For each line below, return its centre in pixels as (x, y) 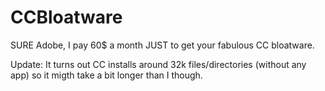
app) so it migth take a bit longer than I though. (106, 75)
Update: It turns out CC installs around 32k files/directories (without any (158, 64)
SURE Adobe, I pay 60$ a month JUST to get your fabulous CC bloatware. (162, 45)
